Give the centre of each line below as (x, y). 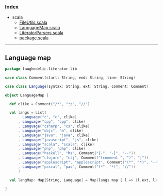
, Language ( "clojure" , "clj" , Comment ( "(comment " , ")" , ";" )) (83, 158)
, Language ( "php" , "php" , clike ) (52, 149)
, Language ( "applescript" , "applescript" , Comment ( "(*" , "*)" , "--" (89, 163)
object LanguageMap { (27, 95)
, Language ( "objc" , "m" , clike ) (50, 131)
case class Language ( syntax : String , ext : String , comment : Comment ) (77, 86)
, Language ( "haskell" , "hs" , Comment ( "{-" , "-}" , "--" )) (77, 153)
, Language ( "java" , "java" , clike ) (54, 135)
